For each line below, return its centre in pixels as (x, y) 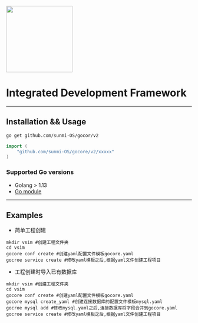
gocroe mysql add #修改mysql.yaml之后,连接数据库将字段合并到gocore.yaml (92, 308)
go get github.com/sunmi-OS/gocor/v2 (52, 136)
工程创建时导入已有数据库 (46, 272)
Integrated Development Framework (96, 93)
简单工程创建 (30, 230)
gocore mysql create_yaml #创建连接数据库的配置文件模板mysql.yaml (85, 302)
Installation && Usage (46, 122)
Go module (28, 191)
